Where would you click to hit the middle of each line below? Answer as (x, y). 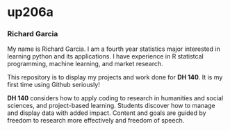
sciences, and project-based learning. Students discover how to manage (111, 106)
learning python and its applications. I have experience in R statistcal (105, 56)
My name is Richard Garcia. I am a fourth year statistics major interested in (114, 49)
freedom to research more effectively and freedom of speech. (96, 121)
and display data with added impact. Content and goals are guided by (107, 113)
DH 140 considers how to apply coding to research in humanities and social (115, 98)
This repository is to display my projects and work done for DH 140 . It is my (115, 77)
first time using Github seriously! (54, 85)
